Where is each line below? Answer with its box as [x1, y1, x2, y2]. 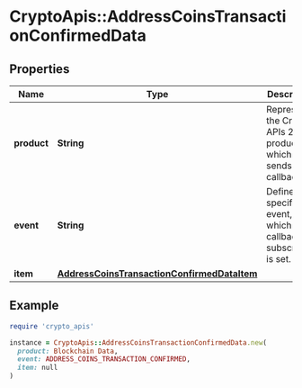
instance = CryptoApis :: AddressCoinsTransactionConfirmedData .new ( [9, 338, 268, 347]
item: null [17, 363, 58, 373]
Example [9, 298, 59, 313]
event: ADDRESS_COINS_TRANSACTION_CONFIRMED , [17, 355, 191, 364]
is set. [266, 253, 292, 265]
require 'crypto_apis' [9, 321, 94, 330]
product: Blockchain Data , [17, 347, 119, 356]
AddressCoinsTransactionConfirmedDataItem [57, 267, 258, 280]
